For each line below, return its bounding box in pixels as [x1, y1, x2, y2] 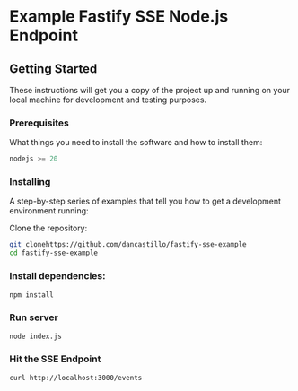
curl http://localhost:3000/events [9, 373, 143, 382]
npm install [9, 290, 54, 300]
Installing [9, 176, 51, 188]
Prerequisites [9, 117, 69, 129]
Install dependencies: [9, 270, 106, 282]
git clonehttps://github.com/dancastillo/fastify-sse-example [9, 240, 247, 249]
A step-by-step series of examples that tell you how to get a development [9, 195, 281, 207]
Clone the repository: [9, 222, 88, 234]
